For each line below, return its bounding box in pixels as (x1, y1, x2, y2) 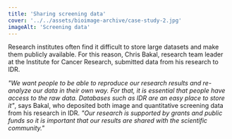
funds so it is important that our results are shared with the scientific (8, 116, 207, 125)
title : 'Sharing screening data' (8, 10, 106, 18)
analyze (8, 86, 32, 95)
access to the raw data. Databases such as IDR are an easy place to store (8, 94, 225, 102)
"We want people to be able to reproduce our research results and (8, 79, 202, 87)
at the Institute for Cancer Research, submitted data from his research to (8, 58, 219, 66)
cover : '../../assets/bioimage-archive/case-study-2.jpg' (8, 17, 182, 24)
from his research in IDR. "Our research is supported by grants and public (8, 109, 223, 117)
